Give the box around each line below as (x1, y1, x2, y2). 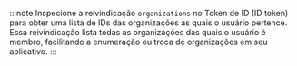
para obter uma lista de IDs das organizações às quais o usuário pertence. (9, 17, 288, 28)
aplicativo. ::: (9, 46, 57, 57)
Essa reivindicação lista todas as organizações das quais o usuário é (9, 27, 266, 37)
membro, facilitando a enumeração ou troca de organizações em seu (9, 36, 268, 47)
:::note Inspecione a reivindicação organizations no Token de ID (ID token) (9, 8, 289, 18)
